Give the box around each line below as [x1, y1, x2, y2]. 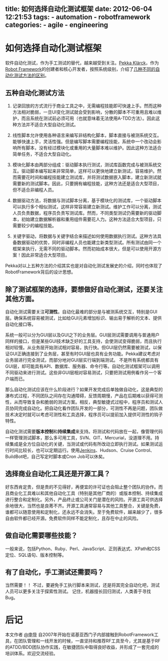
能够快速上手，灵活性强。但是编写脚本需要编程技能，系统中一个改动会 [12, 138, 157, 144]
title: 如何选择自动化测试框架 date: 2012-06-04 [5, 5, 152, 14]
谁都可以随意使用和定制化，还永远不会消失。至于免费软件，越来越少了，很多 [5, 509, 163, 515]
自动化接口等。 [5, 321, 36, 327]
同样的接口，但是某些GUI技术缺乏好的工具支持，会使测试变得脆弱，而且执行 [5, 338, 162, 344]
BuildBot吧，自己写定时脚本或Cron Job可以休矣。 [5, 453, 107, 459]
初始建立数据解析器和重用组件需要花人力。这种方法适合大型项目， [21, 216, 157, 222]
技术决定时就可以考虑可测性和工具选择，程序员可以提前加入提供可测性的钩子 [5, 411, 163, 417]
